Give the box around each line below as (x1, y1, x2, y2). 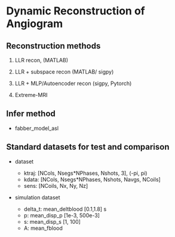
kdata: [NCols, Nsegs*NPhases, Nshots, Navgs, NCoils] (23, 175, 161, 183)
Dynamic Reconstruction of (6, 4, 145, 18)
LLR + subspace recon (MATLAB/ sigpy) (14, 68, 114, 75)
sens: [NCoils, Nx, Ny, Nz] (23, 182, 88, 189)
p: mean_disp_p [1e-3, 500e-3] (23, 211, 100, 219)
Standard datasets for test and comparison (6, 142, 170, 152)
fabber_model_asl (14, 124, 59, 132)
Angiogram (6, 17, 63, 31)
